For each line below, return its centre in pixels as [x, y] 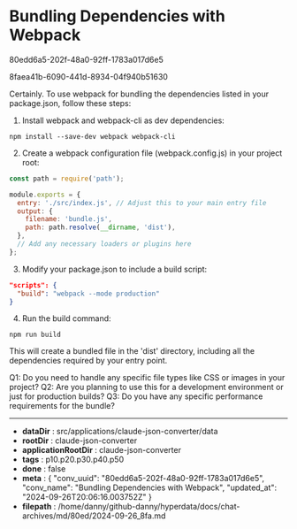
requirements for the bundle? [62, 406]
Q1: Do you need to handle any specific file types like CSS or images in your [147, 378]
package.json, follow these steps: [70, 103]
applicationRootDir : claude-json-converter [101, 450]
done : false [44, 469]
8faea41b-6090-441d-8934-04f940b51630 [88, 76]
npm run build [35, 335]
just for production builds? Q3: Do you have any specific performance [136, 396]
